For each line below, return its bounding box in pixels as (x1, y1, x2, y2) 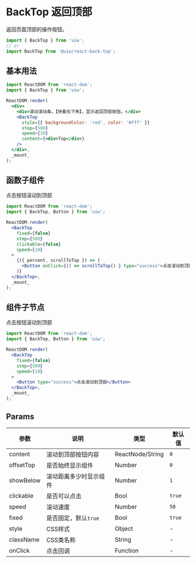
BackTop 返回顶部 (6, 5, 92, 19)
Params (6, 412, 34, 422)
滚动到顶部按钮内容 (46, 450, 99, 458)
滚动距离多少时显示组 (46, 472, 105, 480)
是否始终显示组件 (46, 461, 93, 469)
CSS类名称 (46, 536, 76, 544)
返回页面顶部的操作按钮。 (6, 26, 68, 33)
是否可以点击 (46, 492, 82, 500)
